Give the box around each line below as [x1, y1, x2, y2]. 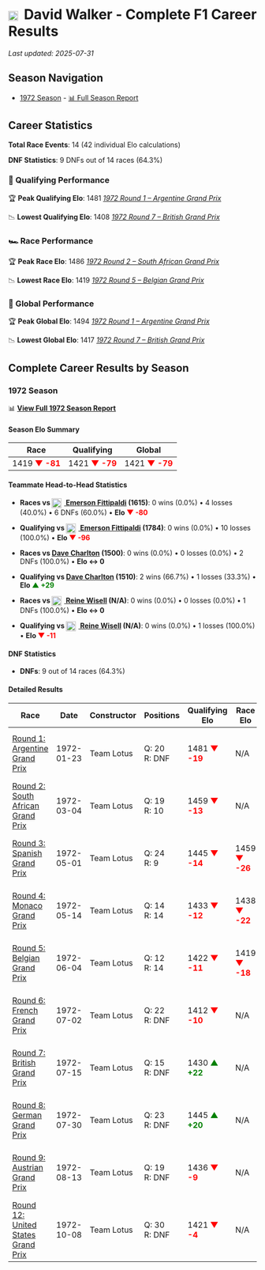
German [12, 1109, 42, 1121]
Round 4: [12, 890, 46, 901]
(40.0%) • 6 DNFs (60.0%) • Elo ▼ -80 [19, 508, 148, 517]
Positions [144, 709, 180, 720]
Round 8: [12, 1099, 46, 1110]
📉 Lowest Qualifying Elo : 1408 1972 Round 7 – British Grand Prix [8, 212, 221, 221]
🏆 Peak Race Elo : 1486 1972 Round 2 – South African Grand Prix [8, 257, 219, 266]
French [12, 1004, 39, 1015]
